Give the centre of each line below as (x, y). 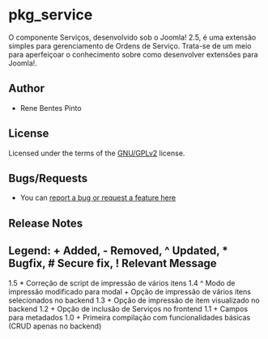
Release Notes (46, 223)
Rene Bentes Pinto (51, 108)
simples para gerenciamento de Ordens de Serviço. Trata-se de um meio (130, 45)
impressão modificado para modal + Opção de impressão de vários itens (130, 291)
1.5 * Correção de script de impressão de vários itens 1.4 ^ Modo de (122, 283)
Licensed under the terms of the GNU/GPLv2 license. (97, 153)
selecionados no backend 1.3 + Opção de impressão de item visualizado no (134, 300)
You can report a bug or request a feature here (98, 198)
